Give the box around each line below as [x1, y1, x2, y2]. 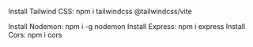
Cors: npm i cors [8, 31, 62, 39]
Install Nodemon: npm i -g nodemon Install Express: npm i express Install [8, 22, 246, 31]
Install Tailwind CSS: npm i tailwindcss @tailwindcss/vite [8, 7, 192, 16]
